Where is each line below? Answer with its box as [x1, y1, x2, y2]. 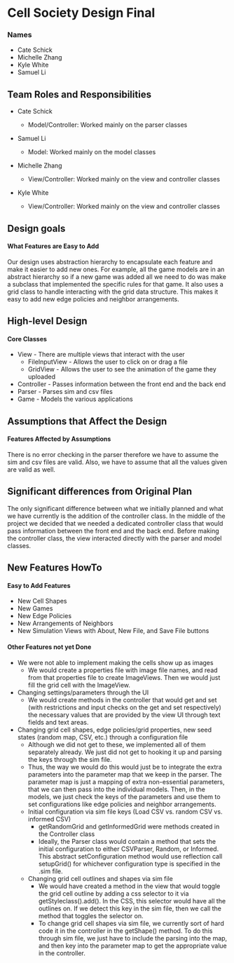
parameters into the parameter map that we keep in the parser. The [27, 770, 222, 779]
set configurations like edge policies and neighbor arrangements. [27, 800, 216, 808]
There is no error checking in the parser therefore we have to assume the [7, 451, 219, 459]
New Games [17, 604, 53, 613]
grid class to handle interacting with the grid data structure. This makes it [7, 287, 219, 296]
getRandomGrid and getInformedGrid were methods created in [38, 822, 220, 831]
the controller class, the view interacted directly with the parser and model [7, 534, 222, 542]
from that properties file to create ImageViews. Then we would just [27, 673, 221, 681]
